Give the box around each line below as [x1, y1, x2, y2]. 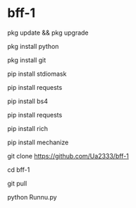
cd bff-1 [7, 165, 30, 174]
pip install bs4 [7, 97, 48, 105]
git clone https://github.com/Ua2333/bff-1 [7, 151, 129, 160]
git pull [7, 179, 27, 187]
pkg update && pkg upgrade [7, 28, 89, 37]
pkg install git [7, 55, 47, 64]
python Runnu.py [7, 192, 58, 201]
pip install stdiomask [7, 69, 67, 78]
